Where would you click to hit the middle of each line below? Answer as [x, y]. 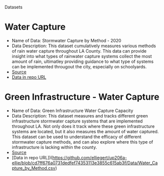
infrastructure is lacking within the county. [54, 147]
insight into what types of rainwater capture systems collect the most [82, 56]
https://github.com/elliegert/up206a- [90, 157]
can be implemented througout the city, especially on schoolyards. [79, 66]
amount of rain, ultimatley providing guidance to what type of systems [82, 61]
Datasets [14, 7]
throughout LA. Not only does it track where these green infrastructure [83, 126]
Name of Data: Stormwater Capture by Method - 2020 [66, 40]
